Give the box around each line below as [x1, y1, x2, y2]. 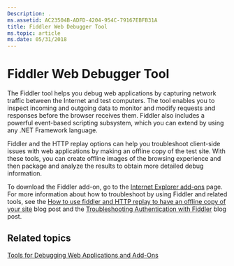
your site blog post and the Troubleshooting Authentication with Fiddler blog [7, 205, 227, 213]
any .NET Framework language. [7, 126, 98, 134]
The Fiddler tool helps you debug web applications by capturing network [7, 89, 217, 97]
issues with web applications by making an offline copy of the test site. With [7, 147, 226, 155]
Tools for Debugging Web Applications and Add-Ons [7, 251, 159, 259]
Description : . [7, 10, 52, 17]
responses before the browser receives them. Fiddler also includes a [7, 111, 205, 120]
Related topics [7, 233, 71, 244]
